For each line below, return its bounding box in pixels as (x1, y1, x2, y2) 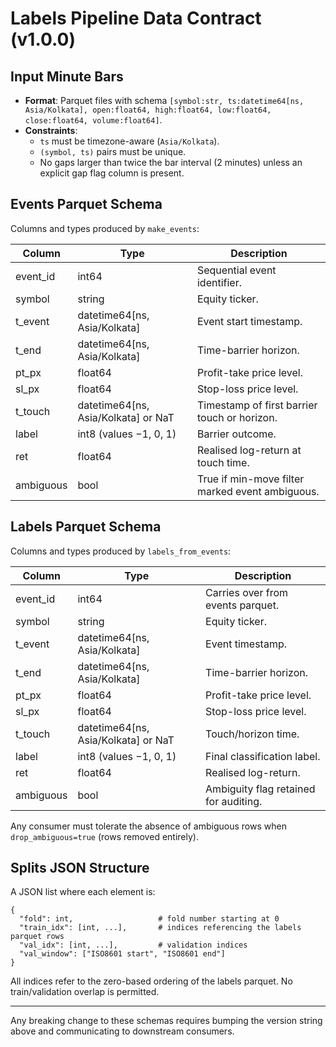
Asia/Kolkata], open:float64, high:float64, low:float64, (24, 105, 272, 115)
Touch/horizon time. (205, 727, 300, 741)
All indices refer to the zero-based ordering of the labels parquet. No (10, 975, 293, 987)
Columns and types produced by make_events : (10, 222, 200, 234)
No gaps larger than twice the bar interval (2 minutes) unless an (39, 157, 303, 168)
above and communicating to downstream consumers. (10, 1025, 235, 1037)
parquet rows (10, 932, 65, 942)
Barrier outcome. (196, 427, 277, 441)
